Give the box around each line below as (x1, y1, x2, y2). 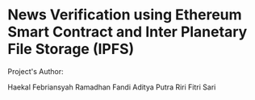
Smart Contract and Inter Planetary (7, 23, 248, 41)
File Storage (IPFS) (7, 40, 135, 58)
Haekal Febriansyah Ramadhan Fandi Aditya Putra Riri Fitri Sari (7, 82, 216, 92)
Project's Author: (7, 66, 64, 76)
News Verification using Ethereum (7, 6, 243, 24)
